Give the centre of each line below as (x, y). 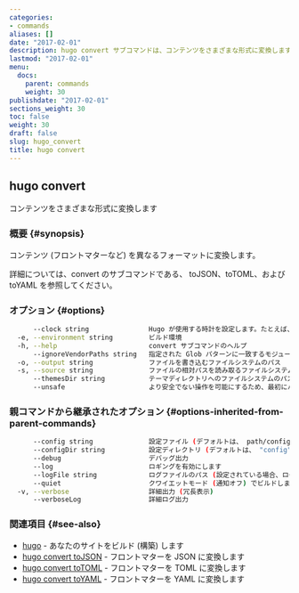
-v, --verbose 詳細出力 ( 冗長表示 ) (116, 491)
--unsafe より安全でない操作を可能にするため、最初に (160, 387)
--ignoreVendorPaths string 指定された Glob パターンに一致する (149, 354)
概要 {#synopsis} (47, 234)
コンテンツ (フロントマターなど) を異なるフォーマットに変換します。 (135, 255)
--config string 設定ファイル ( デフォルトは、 (137, 442)
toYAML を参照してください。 (63, 285)
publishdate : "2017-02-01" (59, 100)
